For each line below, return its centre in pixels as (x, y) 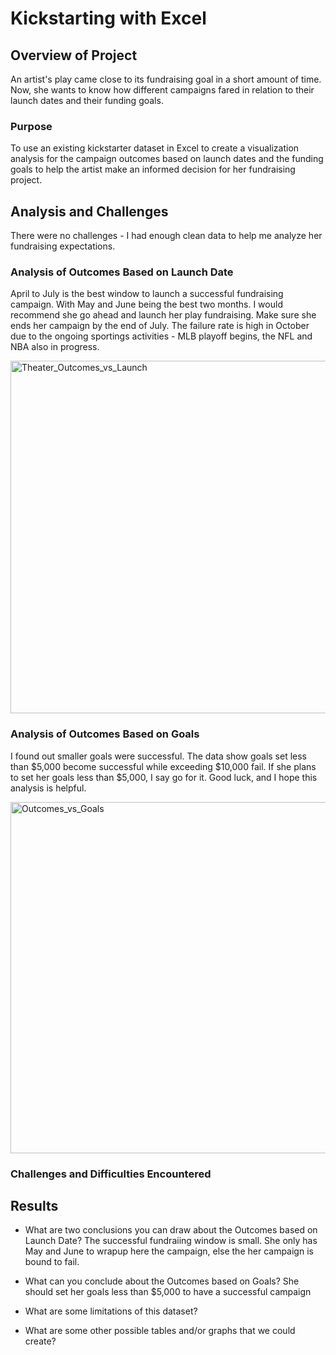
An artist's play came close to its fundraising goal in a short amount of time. (166, 79)
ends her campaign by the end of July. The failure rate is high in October (160, 326)
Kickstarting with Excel (108, 18)
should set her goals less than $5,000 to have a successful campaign (168, 1292)
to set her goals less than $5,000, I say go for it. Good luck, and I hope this (164, 777)
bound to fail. (52, 1262)
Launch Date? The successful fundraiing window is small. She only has (171, 1241)
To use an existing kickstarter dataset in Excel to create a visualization (155, 148)
